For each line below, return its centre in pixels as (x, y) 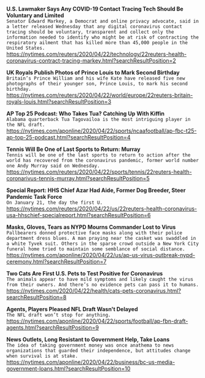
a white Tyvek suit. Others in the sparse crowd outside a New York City (103, 244)
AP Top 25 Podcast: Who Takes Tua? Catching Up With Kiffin (85, 114)
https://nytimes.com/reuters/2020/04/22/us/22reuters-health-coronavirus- (102, 209)
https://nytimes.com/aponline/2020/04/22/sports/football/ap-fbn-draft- (97, 321)
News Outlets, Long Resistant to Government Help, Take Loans (88, 339)
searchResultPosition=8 (37, 297)
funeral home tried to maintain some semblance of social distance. (96, 249)
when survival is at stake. (42, 356)
